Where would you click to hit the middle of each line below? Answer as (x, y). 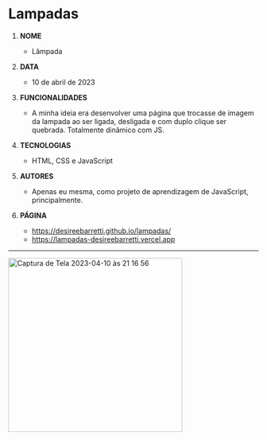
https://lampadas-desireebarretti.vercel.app (103, 239)
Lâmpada (47, 51)
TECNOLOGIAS (45, 145)
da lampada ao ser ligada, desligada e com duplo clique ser (129, 121)
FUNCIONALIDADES (53, 97)
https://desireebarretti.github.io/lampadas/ (101, 231)
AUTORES (37, 176)
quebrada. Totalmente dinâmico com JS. (98, 130)
